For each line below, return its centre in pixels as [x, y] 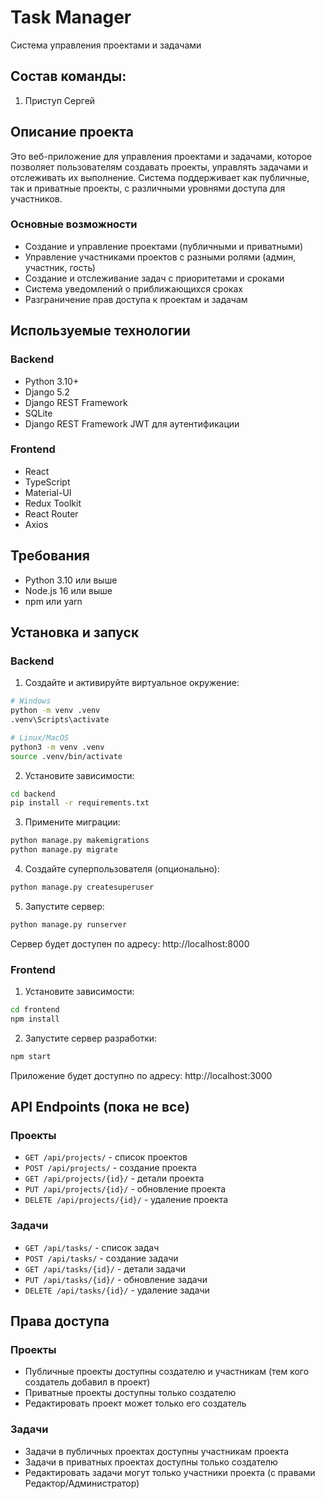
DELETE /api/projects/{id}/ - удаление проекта [126, 1200]
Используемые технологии [100, 331]
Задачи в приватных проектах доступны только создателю [151, 1462]
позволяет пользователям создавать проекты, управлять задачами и [159, 167]
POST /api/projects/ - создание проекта [110, 1168]
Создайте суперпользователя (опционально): [122, 869]
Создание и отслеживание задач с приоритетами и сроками [154, 278]
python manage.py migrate [64, 850]
